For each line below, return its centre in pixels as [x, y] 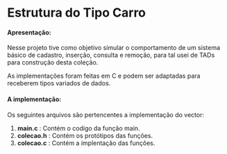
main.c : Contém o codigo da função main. [78, 128]
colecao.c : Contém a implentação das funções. [86, 143]
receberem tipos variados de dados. [59, 83]
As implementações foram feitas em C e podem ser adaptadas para [104, 76]
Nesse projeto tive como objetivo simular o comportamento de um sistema [114, 48]
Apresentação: [29, 32]
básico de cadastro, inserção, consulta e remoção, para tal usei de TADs [111, 55]
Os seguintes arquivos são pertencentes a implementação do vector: [106, 114]
